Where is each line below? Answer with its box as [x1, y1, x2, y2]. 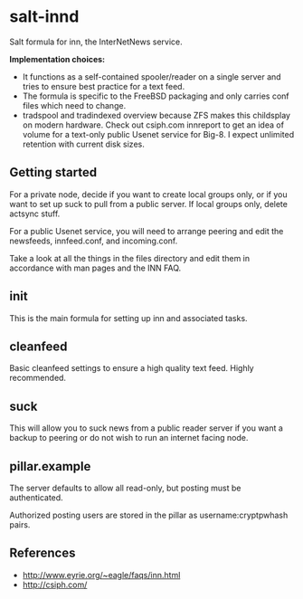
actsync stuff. [9, 208, 61, 219]
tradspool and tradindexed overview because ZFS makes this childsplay [22, 109, 291, 120]
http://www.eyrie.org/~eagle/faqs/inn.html [22, 569, 181, 580]
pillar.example [9, 459, 91, 474]
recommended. [9, 373, 66, 384]
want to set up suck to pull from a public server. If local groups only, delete [9, 198, 288, 209]
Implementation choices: [9, 53, 106, 64]
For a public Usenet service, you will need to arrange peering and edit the [9, 225, 284, 236]
